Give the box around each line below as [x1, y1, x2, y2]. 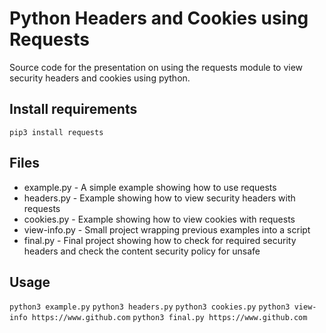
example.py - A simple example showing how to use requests [23, 181, 277, 193]
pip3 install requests [9, 127, 104, 137]
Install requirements [9, 101, 138, 118]
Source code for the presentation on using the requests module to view [9, 61, 304, 73]
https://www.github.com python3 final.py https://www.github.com [31, 313, 308, 323]
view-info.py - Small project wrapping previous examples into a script [23, 223, 311, 236]
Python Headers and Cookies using [9, 7, 309, 30]
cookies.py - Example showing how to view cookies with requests [23, 213, 296, 225]
